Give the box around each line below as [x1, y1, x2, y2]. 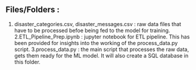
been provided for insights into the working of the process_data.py [14, 39, 178, 46]
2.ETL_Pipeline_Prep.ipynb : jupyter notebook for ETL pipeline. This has [14, 33, 190, 40]
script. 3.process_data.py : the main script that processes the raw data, [14, 46, 189, 53]
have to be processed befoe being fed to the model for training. [14, 27, 170, 34]
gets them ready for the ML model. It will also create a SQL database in [14, 52, 189, 59]
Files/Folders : [5, 5, 60, 15]
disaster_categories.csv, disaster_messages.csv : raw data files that [14, 20, 182, 27]
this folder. [14, 58, 41, 65]
